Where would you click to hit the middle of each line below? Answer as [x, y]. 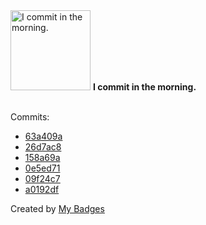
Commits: [30, 117]
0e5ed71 [42, 168]
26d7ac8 [43, 147]
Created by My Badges [57, 208]
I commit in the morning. [144, 87]
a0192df [42, 189]
